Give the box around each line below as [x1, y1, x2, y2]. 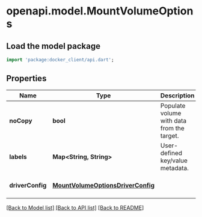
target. [160, 131, 179, 139]
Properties [6, 73, 47, 84]
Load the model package [6, 41, 101, 51]
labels [9, 152, 27, 160]
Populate [160, 101, 186, 109]
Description [160, 91, 195, 100]
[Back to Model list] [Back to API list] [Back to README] [6, 204, 144, 211]
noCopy [9, 116, 32, 124]
